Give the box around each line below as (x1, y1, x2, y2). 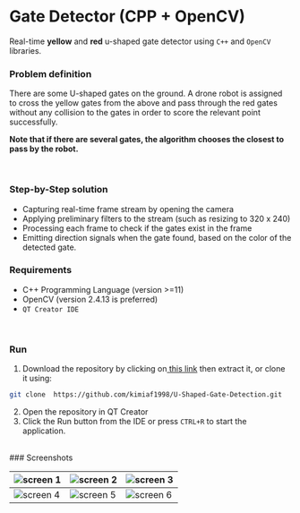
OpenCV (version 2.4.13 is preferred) (21, 294, 159, 304)
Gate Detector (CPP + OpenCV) (9, 6, 246, 27)
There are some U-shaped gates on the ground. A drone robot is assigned (9, 88, 283, 99)
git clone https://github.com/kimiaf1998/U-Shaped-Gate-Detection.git (9, 390, 282, 399)
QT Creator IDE (21, 304, 80, 314)
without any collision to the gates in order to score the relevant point (9, 107, 261, 118)
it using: (21, 373, 52, 384)
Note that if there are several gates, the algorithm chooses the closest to (9, 134, 285, 145)
